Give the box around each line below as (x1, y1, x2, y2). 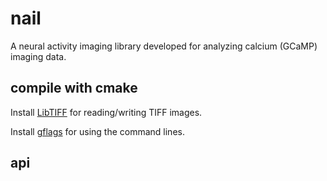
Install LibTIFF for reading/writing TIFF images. (10, 106, 203, 118)
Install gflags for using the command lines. (10, 125, 185, 137)
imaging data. (10, 50, 67, 62)
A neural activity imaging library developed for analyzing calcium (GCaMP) (10, 40, 318, 52)
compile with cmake (10, 80, 138, 97)
